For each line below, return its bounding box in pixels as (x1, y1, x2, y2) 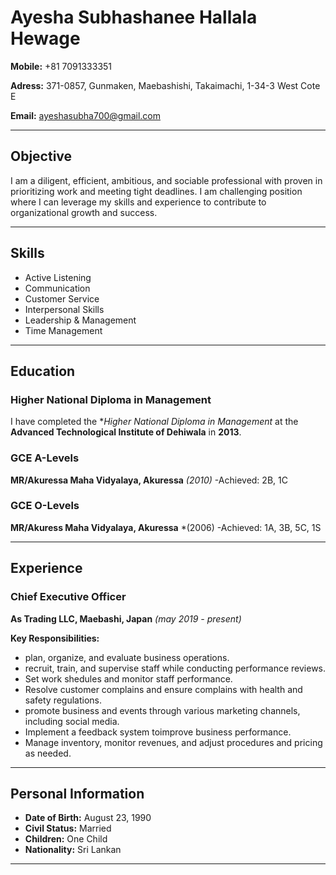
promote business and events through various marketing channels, (24, 704, 301, 716)
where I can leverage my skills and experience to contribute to (10, 196, 267, 208)
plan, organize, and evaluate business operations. (24, 651, 230, 663)
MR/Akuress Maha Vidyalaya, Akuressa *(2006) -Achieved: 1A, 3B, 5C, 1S (10, 521, 322, 533)
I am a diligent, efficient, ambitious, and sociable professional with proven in (10, 174, 323, 186)
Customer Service (24, 292, 100, 305)
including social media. (24, 715, 120, 727)
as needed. (24, 747, 72, 759)
